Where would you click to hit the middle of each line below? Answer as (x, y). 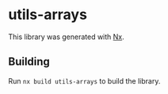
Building (29, 62)
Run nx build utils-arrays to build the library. (84, 80)
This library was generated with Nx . (66, 37)
